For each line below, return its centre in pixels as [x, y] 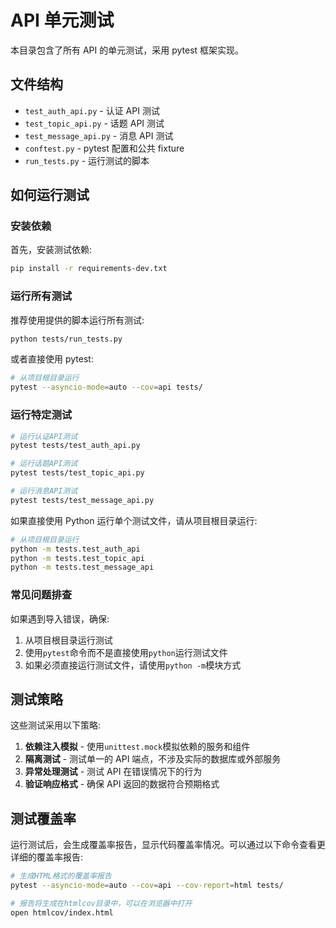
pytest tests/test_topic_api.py [77, 473]
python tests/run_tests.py [66, 339]
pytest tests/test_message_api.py [82, 500]
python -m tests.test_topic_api [77, 558]
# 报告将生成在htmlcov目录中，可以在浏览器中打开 [101, 903]
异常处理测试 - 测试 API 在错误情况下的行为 [113, 772]
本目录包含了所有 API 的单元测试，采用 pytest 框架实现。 [127, 50]
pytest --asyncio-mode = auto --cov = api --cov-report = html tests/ [147, 886]
